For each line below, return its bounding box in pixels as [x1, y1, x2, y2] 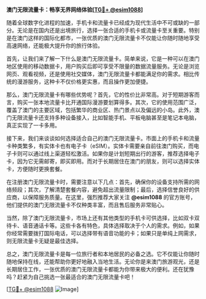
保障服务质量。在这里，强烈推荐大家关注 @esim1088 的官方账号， [27, 194, 196, 201]
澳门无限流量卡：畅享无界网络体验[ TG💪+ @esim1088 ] [6, 6, 143, 13]
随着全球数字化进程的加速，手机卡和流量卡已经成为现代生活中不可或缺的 [6, 19, 189, 26]
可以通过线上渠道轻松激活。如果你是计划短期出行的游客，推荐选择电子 [22, 150, 200, 157]
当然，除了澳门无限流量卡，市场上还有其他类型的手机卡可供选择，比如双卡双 [6, 214, 200, 221]
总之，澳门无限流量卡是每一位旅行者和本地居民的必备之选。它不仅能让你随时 [6, 251, 200, 257]
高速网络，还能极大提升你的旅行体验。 [6, 42, 103, 49]
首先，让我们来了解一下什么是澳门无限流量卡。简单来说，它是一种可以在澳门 [6, 55, 200, 62]
